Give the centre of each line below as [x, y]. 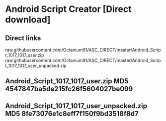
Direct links [23, 38]
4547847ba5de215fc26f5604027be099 [69, 89]
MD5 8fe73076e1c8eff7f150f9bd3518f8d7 [72, 113]
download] [28, 20]
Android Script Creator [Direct [68, 9]
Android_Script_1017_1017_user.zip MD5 [67, 81]
